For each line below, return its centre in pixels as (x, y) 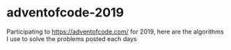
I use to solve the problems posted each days (72, 38)
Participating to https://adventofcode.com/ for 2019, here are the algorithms (115, 32)
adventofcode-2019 (65, 13)
